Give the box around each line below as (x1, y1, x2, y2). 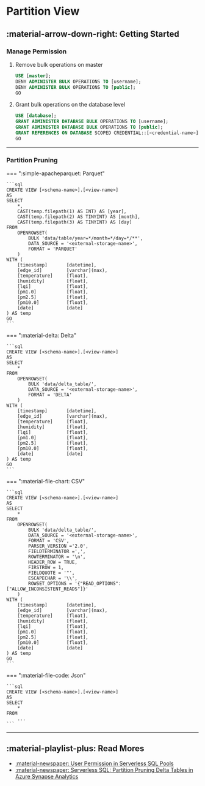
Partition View (6, 4, 80, 18)
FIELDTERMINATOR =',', (28, 548, 86, 555)
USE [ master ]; (15, 72, 51, 79)
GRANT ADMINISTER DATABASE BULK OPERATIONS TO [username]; (15, 118, 169, 125)
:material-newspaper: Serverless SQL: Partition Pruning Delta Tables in (15, 766, 193, 773)
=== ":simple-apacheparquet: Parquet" (6, 170, 105, 177)
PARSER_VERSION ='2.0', (28, 543, 88, 550)
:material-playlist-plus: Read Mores (6, 743, 145, 754)
